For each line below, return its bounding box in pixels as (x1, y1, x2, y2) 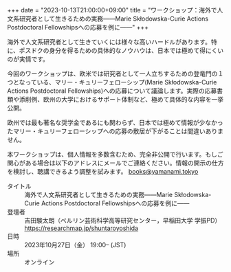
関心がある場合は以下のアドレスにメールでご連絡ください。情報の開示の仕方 (7, 159, 224, 167)
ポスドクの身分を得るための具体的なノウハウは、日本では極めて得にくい (19, 47, 224, 54)
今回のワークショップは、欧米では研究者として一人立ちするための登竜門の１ (7, 69, 224, 78)
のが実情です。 (7, 55, 49, 63)
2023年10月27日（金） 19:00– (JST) (24, 241, 126, 249)
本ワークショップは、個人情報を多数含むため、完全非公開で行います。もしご (7, 150, 223, 158)
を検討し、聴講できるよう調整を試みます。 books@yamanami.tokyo (7, 168, 199, 175)
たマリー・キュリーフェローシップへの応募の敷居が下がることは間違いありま (7, 127, 223, 135)
